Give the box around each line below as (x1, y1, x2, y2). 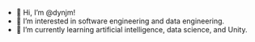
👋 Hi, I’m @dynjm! (15, 8, 75, 17)
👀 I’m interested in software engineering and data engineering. (15, 16, 225, 26)
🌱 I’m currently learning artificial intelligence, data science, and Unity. (15, 25, 248, 34)
